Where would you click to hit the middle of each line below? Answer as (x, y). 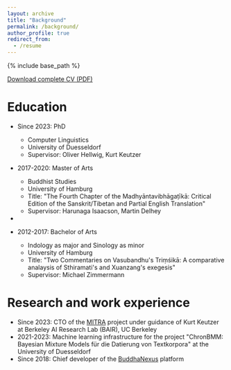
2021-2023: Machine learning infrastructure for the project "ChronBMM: (120, 337)
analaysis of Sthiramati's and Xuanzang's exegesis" (101, 267)
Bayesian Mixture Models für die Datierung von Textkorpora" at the (113, 344)
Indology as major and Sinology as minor (86, 245)
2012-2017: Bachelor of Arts (57, 232)
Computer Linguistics (58, 140)
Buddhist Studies (52, 181)
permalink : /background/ (43, 26)
